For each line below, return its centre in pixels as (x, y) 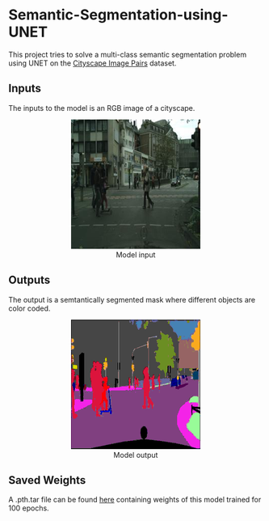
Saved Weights (47, 480)
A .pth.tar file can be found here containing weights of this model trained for (135, 500)
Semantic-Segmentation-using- (118, 15)
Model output (136, 455)
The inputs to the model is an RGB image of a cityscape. (102, 108)
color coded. (29, 308)
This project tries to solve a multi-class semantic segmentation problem (128, 54)
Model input (136, 254)
